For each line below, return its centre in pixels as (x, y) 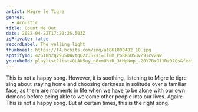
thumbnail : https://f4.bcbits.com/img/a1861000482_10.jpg (79, 50)
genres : (16, 17)
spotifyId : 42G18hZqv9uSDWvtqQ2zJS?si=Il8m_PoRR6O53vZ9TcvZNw (84, 55)
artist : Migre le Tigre (35, 11)
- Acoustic (25, 22)
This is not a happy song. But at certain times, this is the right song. (88, 103)
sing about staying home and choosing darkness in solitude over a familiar (96, 84)
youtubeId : (19, 61)
